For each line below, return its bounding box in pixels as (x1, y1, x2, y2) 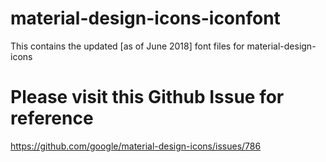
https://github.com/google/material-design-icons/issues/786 (10, 140, 262, 152)
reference (10, 107, 94, 130)
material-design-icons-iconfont (10, 7, 281, 30)
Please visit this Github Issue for (10, 86, 285, 109)
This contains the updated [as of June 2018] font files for (10, 40, 245, 52)
